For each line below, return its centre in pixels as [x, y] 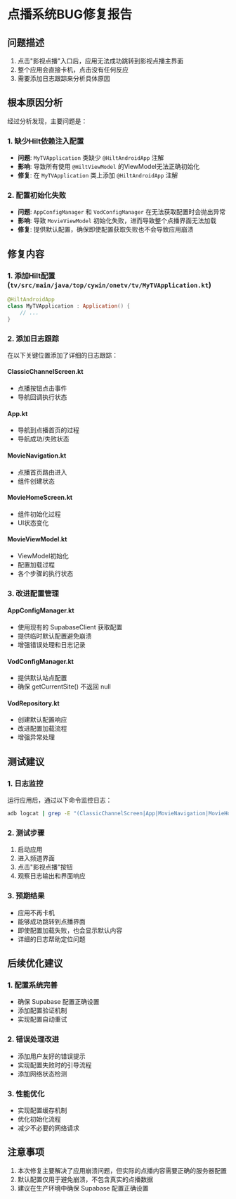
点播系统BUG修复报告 [70, 14]
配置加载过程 [36, 565]
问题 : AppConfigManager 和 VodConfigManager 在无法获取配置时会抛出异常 [122, 212]
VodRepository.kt [33, 703]
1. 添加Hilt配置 [31, 275]
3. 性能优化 [26, 1093]
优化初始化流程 [39, 1119]
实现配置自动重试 [42, 1019]
